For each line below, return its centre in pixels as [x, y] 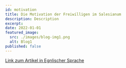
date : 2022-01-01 [23, 28]
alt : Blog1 [21, 42]
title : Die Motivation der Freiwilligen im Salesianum [63, 14]
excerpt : [14, 23]
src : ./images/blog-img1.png [40, 37]
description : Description [32, 19]
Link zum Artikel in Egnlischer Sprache [45, 60]
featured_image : [22, 33]
